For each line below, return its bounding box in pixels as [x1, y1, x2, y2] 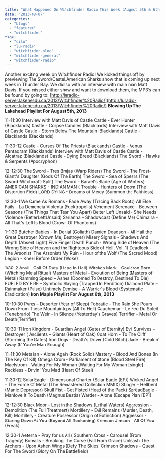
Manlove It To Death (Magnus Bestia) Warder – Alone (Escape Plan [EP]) [5, 392, 152, 398]
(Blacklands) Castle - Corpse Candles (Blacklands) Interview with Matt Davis [5, 123, 161, 129]
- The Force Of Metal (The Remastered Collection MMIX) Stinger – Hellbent [5, 382, 158, 388]
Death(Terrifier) [5, 316, 37, 322]
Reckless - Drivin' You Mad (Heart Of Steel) [5, 367, 94, 373]
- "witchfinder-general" [9, 53, 61, 58]
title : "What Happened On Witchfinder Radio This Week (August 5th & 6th [5, 7, 160, 12]
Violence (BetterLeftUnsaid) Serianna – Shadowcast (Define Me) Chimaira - [5, 214, 158, 220]
